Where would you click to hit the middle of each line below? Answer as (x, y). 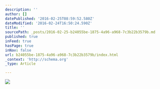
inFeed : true (18, 41)
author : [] (16, 14)
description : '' (21, 9)
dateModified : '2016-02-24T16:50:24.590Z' (49, 23)
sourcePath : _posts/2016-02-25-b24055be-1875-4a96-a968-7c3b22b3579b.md (80, 32)
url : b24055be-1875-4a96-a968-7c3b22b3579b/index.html (62, 55)
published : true (21, 37)
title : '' (15, 28)
